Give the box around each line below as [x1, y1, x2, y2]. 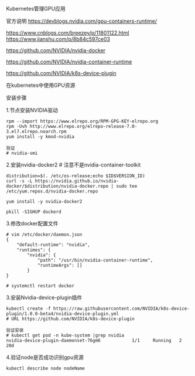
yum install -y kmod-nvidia [6, 134, 75, 140]
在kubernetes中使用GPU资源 [6, 82, 76, 89]
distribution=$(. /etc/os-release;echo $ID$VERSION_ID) [6, 173, 145, 179]
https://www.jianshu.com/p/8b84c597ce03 [6, 36, 110, 42]
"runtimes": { [16, 247, 51, 253]
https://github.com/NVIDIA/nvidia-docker [6, 47, 106, 54]
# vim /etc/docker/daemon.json [6, 232, 83, 238]
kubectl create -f [6, 306, 51, 311]
